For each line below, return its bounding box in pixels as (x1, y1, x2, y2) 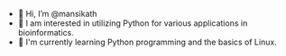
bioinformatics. (17, 28, 74, 37)
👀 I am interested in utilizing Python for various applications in (17, 18, 248, 28)
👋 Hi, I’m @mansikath (17, 9, 97, 19)
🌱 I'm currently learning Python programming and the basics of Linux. (17, 36, 277, 47)
